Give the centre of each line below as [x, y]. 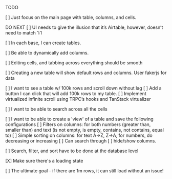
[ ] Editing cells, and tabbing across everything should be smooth [74, 63]
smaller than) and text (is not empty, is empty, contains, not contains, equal [84, 130]
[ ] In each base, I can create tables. [43, 43]
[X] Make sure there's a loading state [44, 161]
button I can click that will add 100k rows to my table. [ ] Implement [76, 94]
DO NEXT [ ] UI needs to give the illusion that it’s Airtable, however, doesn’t [84, 27]
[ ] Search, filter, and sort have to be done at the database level [72, 151]
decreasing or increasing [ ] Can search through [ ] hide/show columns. [81, 141]
